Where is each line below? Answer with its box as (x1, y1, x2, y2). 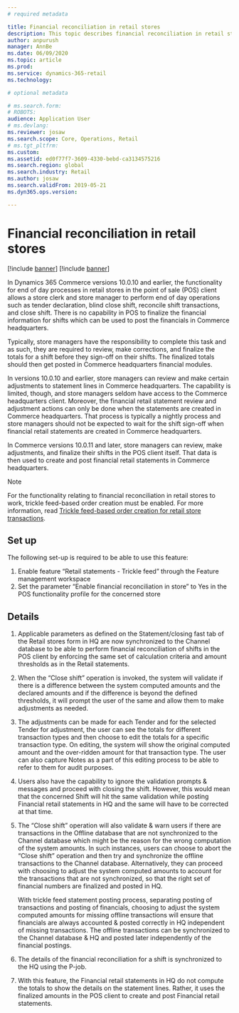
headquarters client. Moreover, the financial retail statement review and (7, 397, 217, 405)
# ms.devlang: (7, 122, 50, 129)
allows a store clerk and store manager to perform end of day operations (7, 293, 221, 302)
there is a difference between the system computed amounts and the (17, 681, 221, 690)
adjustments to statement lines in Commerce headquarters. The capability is (7, 381, 231, 390)
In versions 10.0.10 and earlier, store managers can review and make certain (7, 374, 229, 382)
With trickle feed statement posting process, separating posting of (17, 896, 213, 905)
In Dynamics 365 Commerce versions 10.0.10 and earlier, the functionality (7, 278, 223, 286)
